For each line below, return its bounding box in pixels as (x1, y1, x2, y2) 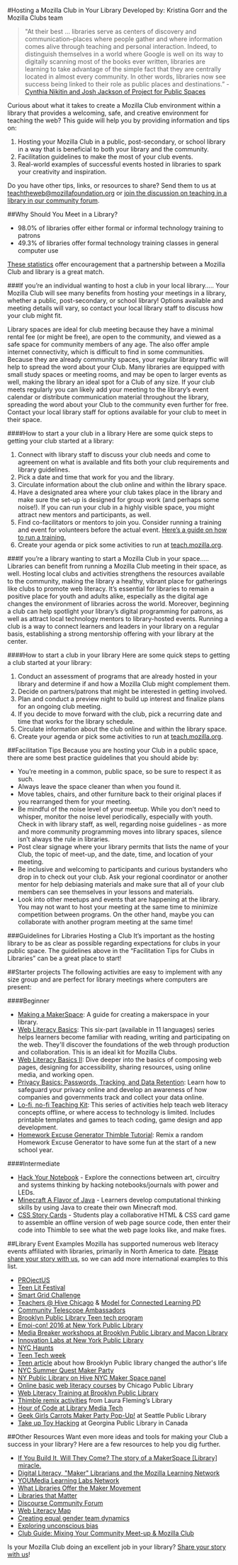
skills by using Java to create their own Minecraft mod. (17, 1203, 178, 1212)
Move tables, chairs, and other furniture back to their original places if (17, 790, 222, 798)
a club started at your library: (7, 659, 92, 666)
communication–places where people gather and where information (24, 35, 223, 43)
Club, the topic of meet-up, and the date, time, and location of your (17, 850, 214, 858)
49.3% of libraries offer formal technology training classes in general (17, 239, 219, 247)
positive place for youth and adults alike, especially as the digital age (7, 592, 208, 601)
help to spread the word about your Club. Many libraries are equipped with (7, 363, 225, 371)
